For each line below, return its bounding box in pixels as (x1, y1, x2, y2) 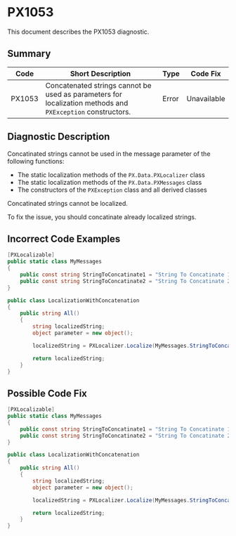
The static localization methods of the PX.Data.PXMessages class (17, 178, 202, 186)
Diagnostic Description (7, 131, 110, 143)
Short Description (70, 68, 131, 78)
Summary (7, 48, 51, 60)
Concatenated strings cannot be (45, 80, 152, 90)
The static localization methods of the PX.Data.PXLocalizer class (17, 170, 205, 179)
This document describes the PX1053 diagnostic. (7, 27, 150, 36)
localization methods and (45, 98, 129, 107)
